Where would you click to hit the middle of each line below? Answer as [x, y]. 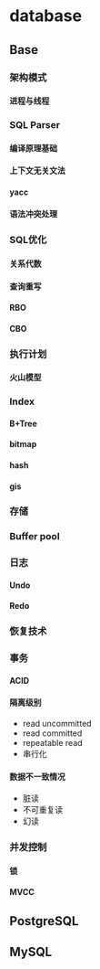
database [46, 16]
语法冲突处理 [33, 214]
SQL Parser [35, 125]
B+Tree [24, 423]
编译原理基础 [33, 148]
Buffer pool [35, 537]
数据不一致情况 [37, 776]
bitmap [23, 444]
